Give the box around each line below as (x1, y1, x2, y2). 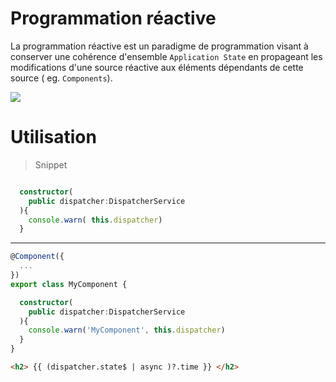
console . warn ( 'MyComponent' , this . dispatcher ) (28, 325, 226, 336)
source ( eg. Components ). (10, 72, 113, 84)
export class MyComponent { (10, 279, 128, 289)
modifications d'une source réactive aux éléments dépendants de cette (10, 61, 304, 73)
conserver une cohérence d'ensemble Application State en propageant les (10, 50, 323, 62)
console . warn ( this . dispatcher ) (28, 215, 163, 225)
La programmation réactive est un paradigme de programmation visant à (10, 40, 309, 52)
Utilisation (10, 126, 97, 149)
